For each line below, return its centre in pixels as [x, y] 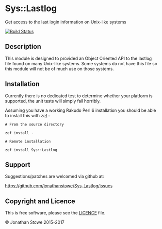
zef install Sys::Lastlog [31, 150]
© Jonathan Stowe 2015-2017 [35, 222]
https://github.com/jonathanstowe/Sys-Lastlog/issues [59, 186]
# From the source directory [34, 124]
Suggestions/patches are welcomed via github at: [55, 176]
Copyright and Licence [40, 201]
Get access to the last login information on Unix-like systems [66, 22]
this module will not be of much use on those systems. [59, 69]
